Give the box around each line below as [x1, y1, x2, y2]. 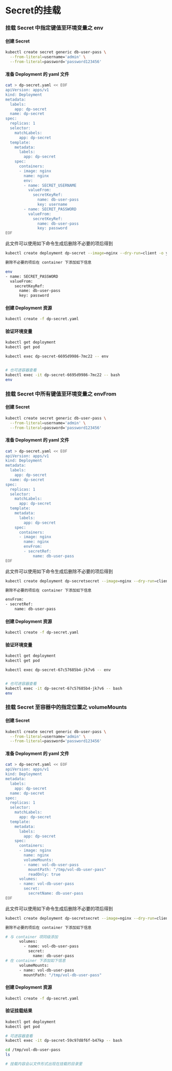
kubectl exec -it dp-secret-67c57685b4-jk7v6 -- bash [5, 686, 123, 691]
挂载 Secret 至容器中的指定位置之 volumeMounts [5, 704, 127, 711]
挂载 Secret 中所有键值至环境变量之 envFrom [5, 390, 117, 398]
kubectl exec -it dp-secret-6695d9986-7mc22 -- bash [5, 372, 120, 378]
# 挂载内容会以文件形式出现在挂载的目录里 [5, 1061, 83, 1067]
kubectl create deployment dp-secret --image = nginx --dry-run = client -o [5, 251, 164, 256]
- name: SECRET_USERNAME [24, 183, 77, 188]
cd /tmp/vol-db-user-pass [5, 1047, 60, 1053]
